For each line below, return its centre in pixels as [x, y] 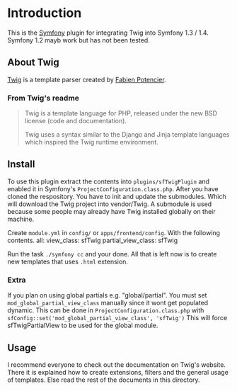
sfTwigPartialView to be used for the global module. [83, 325]
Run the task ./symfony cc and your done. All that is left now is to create [112, 254]
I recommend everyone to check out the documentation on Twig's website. [117, 364]
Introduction [45, 13]
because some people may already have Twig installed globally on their [111, 211]
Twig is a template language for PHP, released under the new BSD [121, 113]
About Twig [34, 63]
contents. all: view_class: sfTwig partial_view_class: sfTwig [93, 240]
